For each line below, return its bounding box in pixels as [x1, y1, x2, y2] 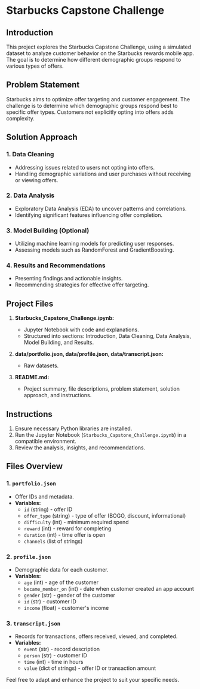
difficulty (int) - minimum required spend [23, 518, 130, 525]
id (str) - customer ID [23, 598, 76, 605]
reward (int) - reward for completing [23, 525, 112, 532]
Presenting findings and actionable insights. [14, 275, 123, 282]
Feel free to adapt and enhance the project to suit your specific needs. [6, 676, 180, 684]
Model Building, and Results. [23, 339, 94, 346]
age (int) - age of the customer [23, 579, 99, 586]
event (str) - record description [23, 645, 100, 653]
